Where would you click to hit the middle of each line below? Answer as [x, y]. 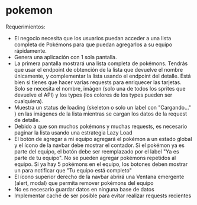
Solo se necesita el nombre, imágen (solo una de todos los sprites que [100, 88]
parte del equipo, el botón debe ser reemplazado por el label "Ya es [96, 151]
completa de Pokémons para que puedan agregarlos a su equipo [93, 44]
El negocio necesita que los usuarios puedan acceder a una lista [93, 38]
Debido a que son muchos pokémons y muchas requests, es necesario [101, 126]
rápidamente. [30, 50]
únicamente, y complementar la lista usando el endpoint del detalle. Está [102, 76]
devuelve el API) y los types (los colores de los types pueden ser [93, 95]
